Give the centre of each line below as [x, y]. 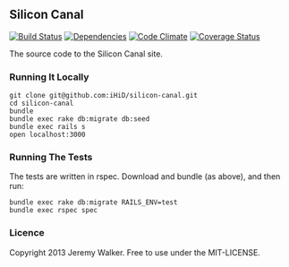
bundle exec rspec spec [54, 211]
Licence [27, 233]
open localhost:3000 [48, 135]
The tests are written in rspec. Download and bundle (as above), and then [145, 177]
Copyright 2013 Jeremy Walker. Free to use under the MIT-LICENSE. [135, 252]
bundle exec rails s [48, 127]
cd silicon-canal [42, 103]
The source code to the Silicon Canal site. [86, 54]
